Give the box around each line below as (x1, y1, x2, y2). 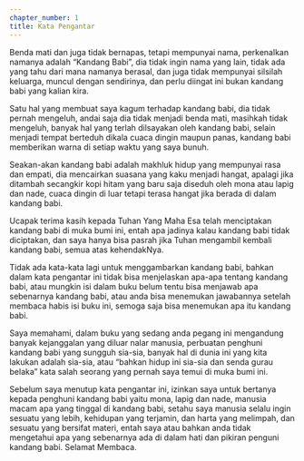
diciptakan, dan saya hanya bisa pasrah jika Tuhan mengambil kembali (9, 234, 272, 245)
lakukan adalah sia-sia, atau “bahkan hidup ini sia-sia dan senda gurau (9, 356, 274, 368)
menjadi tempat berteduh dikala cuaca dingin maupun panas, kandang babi (9, 132, 291, 142)
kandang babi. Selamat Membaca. (9, 441, 138, 452)
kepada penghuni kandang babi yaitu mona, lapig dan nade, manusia (9, 393, 267, 404)
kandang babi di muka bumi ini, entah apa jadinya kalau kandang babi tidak (9, 224, 290, 236)
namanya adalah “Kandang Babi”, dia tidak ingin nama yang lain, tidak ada (9, 56, 286, 67)
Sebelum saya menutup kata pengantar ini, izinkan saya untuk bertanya (9, 383, 277, 395)
